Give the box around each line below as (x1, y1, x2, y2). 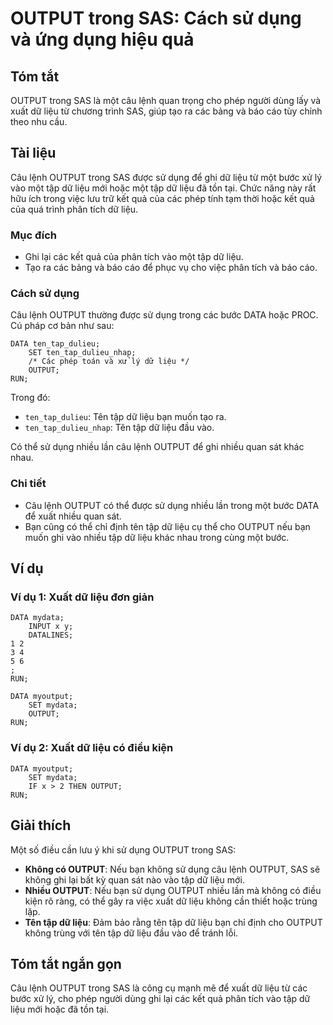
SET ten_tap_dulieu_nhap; (28, 348, 137, 358)
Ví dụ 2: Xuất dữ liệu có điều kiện (10, 741, 174, 755)
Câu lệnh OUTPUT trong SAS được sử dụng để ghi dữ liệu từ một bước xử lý (10, 171, 323, 183)
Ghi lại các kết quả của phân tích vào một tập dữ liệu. (24, 251, 244, 263)
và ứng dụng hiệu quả (10, 28, 195, 51)
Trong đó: (10, 392, 51, 404)
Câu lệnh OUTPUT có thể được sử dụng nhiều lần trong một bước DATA (24, 499, 320, 511)
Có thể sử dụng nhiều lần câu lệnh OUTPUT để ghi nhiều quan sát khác (10, 441, 305, 453)
